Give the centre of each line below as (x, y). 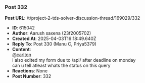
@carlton (21, 55)
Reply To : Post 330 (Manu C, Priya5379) (54, 44)
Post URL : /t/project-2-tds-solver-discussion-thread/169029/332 (72, 18)
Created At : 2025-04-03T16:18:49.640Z (54, 38)
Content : (21, 50)
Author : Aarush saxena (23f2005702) (52, 33)
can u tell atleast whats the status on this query (61, 66)
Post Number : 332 (32, 76)
